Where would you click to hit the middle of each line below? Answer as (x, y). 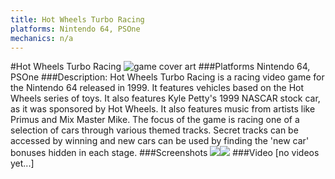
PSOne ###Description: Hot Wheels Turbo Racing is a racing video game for (167, 77)
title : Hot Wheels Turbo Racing (77, 19)
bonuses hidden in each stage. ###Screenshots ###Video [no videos (165, 153)
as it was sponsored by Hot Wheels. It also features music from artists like (163, 109)
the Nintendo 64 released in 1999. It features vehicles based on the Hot (157, 88)
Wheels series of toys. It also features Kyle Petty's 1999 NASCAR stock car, (165, 98)
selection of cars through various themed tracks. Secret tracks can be (154, 130)
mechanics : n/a (42, 38)
